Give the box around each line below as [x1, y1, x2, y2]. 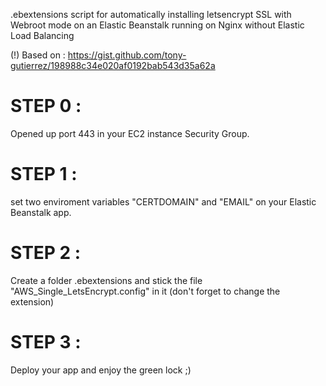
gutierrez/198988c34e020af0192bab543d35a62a [10, 60, 216, 71]
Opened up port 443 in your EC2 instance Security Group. [10, 127, 250, 139]
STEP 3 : [10, 331, 82, 353]
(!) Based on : [10, 49, 66, 61]
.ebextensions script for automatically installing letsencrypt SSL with [10, 9, 292, 20]
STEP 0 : [10, 95, 82, 118]
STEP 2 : [10, 242, 82, 264]
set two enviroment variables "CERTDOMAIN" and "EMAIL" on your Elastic [10, 195, 317, 208]
